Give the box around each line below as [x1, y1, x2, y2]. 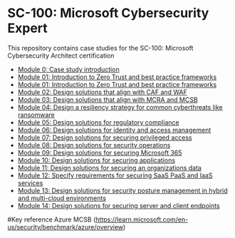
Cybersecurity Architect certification [7, 51, 115, 60]
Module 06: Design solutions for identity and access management [17, 125, 211, 134]
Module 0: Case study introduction [17, 65, 120, 73]
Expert [7, 20, 48, 36]
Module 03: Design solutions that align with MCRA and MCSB [17, 95, 198, 104]
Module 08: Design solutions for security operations [17, 140, 171, 149]
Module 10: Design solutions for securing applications [17, 155, 176, 165]
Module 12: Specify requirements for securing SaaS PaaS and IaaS [17, 171, 213, 180]
